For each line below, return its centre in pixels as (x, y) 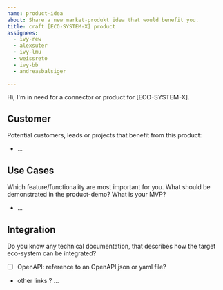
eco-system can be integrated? (52, 253)
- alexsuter (31, 46)
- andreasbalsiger (40, 71)
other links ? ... (38, 281)
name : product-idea (35, 13)
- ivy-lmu (27, 52)
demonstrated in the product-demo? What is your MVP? (87, 195)
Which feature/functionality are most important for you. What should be (109, 187)
